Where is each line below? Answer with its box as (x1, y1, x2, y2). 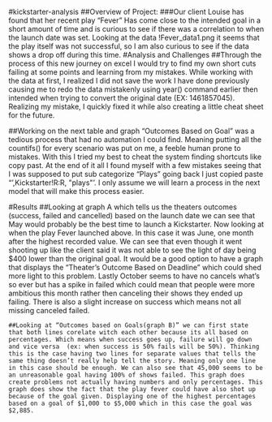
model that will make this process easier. (8, 187, 145, 196)
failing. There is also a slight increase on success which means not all (8, 297, 242, 307)
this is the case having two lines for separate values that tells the (8, 350, 256, 358)
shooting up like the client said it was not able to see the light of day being (8, 245, 257, 255)
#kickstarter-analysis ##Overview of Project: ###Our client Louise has (8, 7, 244, 16)
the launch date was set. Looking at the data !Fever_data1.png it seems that (8, 32, 260, 42)
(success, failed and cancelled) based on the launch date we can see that (8, 211, 256, 220)
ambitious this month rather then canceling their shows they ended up (8, 288, 244, 298)
